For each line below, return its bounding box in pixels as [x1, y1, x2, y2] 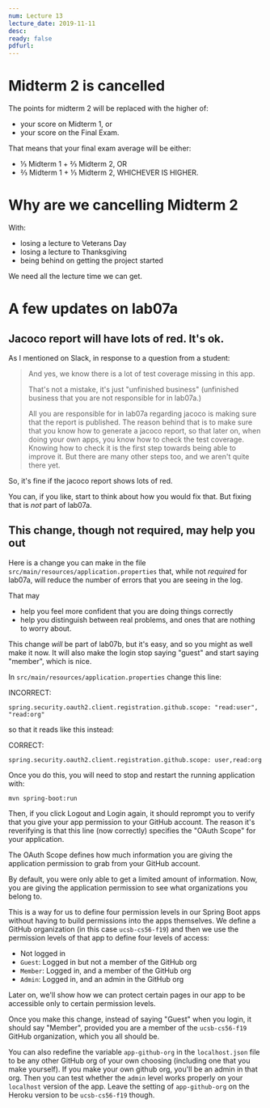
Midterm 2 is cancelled [8, 77, 166, 95]
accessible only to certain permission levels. [8, 998, 156, 1008]
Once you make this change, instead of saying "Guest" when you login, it [8, 1014, 252, 1024]
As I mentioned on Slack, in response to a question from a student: [8, 353, 230, 362]
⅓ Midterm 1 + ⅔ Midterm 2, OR [19, 159, 128, 169]
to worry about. [19, 624, 72, 633]
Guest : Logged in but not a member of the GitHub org [19, 957, 197, 966]
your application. [8, 834, 65, 844]
